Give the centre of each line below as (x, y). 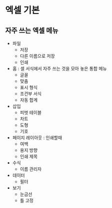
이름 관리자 (30, 169)
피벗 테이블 (30, 113)
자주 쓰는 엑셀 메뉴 (32, 30)
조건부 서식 (30, 94)
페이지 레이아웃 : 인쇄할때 (37, 138)
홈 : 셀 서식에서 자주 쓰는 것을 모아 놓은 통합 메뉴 (59, 69)
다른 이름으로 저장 (37, 56)
